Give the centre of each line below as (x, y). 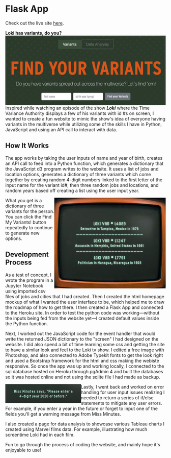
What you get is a (24, 200)
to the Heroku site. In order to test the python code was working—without (82, 312)
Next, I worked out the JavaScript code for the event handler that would (80, 333)
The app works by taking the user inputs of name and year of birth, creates (84, 158)
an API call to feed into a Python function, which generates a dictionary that (84, 163)
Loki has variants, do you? (34, 33)
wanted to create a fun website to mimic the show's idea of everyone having (85, 118)
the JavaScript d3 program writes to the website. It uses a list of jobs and (82, 168)
